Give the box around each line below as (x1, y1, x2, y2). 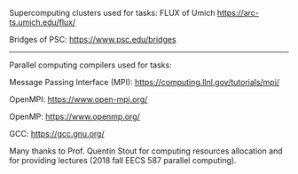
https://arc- (216, 8, 259, 18)
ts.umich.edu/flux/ (9, 17, 76, 28)
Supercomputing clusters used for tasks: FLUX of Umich (9, 8, 216, 18)
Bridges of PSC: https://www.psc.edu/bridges (9, 35, 176, 44)
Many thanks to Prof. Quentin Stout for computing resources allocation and (9, 146, 283, 156)
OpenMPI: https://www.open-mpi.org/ (9, 94, 148, 105)
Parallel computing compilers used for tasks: (9, 59, 172, 70)
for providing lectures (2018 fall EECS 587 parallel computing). (9, 155, 237, 165)
